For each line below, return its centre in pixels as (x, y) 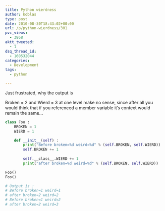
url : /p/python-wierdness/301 (36, 28)
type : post (16, 19)
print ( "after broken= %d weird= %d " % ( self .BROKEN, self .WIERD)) (91, 163)
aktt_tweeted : (20, 42)
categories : (17, 61)
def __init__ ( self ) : (36, 140)
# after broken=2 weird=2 (32, 195)
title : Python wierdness (31, 10)
